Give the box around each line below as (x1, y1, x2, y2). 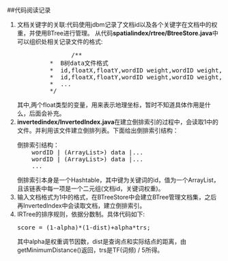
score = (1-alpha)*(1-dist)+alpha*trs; (16, 224, 151, 231)
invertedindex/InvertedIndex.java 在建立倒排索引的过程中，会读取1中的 (16, 118, 218, 126)
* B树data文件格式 (49, 59, 109, 67)
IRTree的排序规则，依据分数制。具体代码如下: (16, 210, 145, 218)
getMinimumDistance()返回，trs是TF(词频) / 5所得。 (16, 246, 164, 254)
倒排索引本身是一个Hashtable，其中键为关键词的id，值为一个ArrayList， (16, 176, 220, 184)
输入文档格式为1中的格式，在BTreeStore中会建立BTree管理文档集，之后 (16, 193, 217, 201)
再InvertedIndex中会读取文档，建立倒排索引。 (16, 202, 146, 210)
